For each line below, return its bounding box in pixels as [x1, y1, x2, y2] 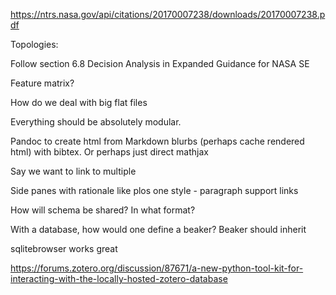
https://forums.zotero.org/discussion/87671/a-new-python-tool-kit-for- [10, 262, 304, 274]
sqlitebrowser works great [10, 243, 118, 254]
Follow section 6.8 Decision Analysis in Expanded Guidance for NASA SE [10, 58, 310, 69]
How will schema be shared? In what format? [10, 204, 196, 216]
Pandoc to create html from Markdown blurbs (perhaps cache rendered [10, 135, 305, 147]
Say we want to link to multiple [10, 165, 137, 177]
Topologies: [10, 39, 59, 50]
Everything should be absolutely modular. [10, 116, 182, 128]
